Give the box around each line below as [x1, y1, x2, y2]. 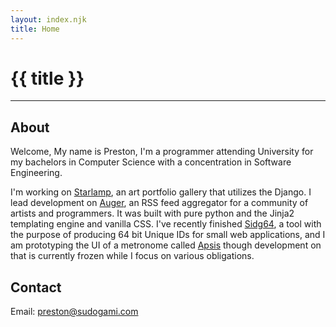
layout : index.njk [10, 14, 87, 25]
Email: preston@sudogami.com [10, 306, 139, 318]
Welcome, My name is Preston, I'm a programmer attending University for [10, 146, 314, 158]
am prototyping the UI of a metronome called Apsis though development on [10, 239, 322, 251]
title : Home [10, 24, 60, 34]
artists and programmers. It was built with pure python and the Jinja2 [10, 207, 295, 220]
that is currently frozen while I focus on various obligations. [10, 250, 255, 262]
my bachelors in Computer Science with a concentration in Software [10, 156, 292, 168]
